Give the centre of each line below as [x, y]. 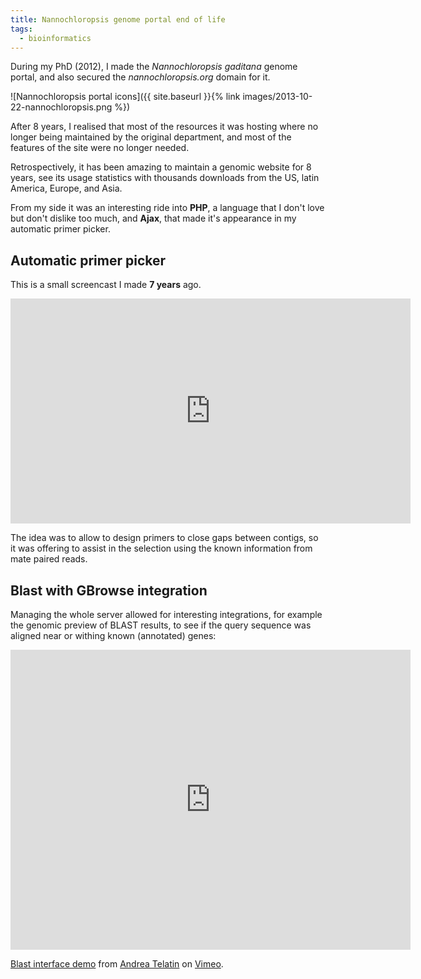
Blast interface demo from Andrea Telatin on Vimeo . [117, 964]
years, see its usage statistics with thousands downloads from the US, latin [165, 178]
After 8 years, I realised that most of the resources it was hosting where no [164, 127]
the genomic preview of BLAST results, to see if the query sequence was [161, 625]
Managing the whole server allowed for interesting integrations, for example [166, 614]
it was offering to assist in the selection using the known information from [161, 548]
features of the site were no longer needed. [100, 148]
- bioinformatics [55, 38]
